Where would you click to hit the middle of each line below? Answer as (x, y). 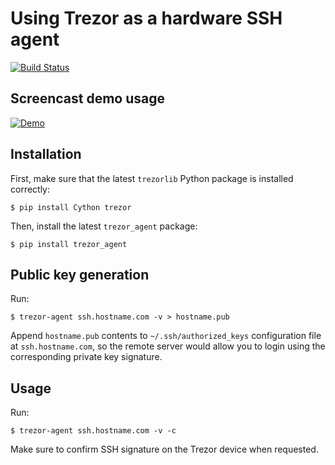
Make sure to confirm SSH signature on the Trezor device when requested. (164, 449)
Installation (46, 154)
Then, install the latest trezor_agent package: (104, 226)
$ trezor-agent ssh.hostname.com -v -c (93, 431)
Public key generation (80, 274)
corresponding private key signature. (86, 357)
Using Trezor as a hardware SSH (146, 18)
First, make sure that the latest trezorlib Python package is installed (152, 178)
